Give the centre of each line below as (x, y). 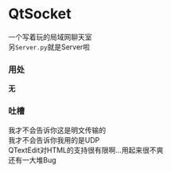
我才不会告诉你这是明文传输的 (57, 130)
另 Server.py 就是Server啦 (49, 47)
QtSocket (40, 14)
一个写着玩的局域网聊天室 (50, 37)
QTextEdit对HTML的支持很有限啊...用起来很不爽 (86, 150)
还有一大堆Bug (33, 159)
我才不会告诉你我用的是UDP (54, 140)
